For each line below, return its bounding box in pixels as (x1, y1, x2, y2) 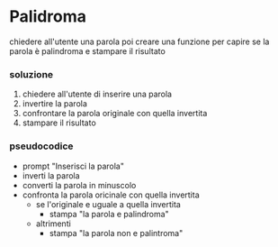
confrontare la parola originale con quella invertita (22, 108, 208, 119)
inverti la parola (22, 169, 80, 181)
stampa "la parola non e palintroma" (49, 227, 184, 238)
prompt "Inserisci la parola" (22, 160, 124, 171)
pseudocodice (9, 140, 74, 152)
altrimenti (35, 218, 72, 229)
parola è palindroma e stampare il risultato (9, 45, 166, 56)
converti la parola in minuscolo (22, 179, 137, 190)
